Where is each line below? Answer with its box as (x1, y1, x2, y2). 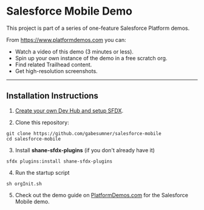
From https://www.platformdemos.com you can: (6, 36, 126, 43)
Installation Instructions (6, 91, 99, 101)
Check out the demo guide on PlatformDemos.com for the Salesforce (15, 191, 188, 198)
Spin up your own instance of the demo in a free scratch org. (15, 54, 168, 61)
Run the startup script (15, 169, 70, 176)
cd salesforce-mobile (6, 136, 61, 142)
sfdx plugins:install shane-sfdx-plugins (6, 158, 113, 164)
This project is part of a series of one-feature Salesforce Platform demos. (6, 24, 190, 32)
